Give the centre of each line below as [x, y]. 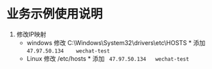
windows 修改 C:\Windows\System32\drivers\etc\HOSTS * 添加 [116, 42]
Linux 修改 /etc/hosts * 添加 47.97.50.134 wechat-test [108, 58]
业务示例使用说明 [55, 14]
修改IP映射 [31, 34]
